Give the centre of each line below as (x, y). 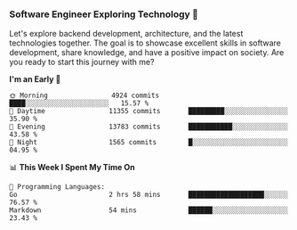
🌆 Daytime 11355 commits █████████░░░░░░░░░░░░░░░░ (149, 111)
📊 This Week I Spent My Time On (72, 168)
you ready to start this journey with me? (82, 62)
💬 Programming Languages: (57, 187)
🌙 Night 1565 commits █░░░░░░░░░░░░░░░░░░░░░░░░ (149, 143)
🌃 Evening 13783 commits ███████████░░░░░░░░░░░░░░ (149, 127)
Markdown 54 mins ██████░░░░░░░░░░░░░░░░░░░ (149, 210)
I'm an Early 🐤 (35, 79)
